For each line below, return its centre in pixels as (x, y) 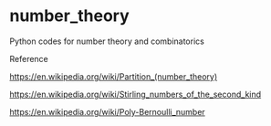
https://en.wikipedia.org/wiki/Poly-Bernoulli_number (107, 111)
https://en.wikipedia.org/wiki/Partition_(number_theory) (114, 76)
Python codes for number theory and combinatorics (107, 41)
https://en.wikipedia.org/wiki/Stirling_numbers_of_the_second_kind (135, 94)
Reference (29, 58)
